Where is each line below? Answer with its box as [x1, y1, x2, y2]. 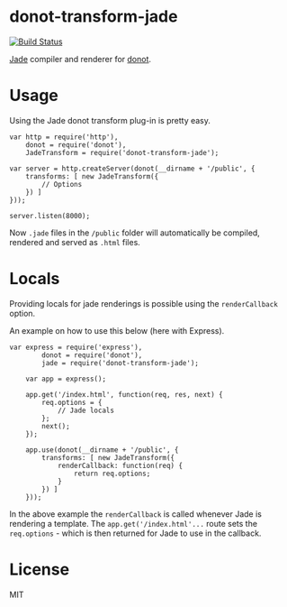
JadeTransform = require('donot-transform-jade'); [25, 148, 220, 157]
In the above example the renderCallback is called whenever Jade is [9, 508, 263, 520]
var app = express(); [25, 374, 106, 383]
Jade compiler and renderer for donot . [9, 53, 151, 64]
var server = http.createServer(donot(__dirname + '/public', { [9, 164, 256, 173]
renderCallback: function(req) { [57, 461, 183, 470]
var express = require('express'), [9, 343, 143, 352]
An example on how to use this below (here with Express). [9, 325, 225, 336]
